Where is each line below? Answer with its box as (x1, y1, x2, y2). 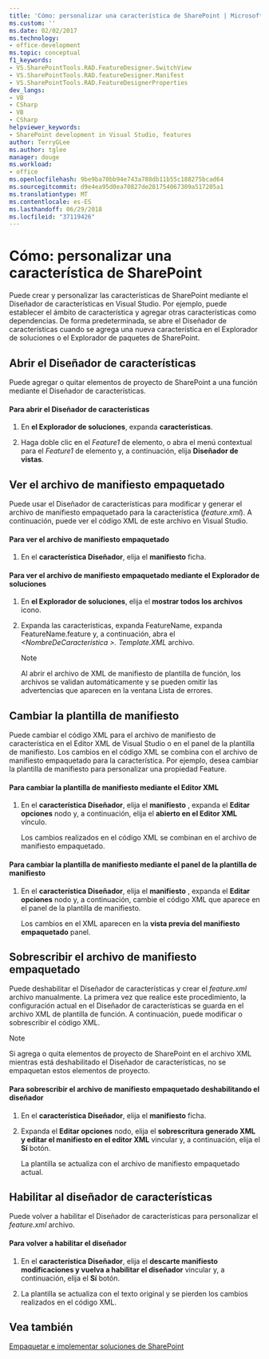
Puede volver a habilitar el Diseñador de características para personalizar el (9, 1212, 259, 1221)
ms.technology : (9, 34, 60, 42)
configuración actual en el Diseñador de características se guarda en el (9, 1001, 244, 1011)
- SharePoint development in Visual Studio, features (9, 130, 192, 138)
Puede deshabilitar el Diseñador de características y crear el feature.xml (9, 984, 247, 993)
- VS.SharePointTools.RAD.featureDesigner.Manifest (9, 71, 184, 79)
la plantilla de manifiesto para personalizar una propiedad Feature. (9, 764, 227, 774)
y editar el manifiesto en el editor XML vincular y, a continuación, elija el (20, 1134, 260, 1145)
